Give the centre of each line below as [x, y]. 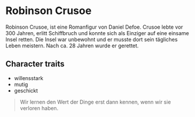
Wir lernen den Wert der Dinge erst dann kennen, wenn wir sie [95, 102]
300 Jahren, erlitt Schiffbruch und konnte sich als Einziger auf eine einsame [97, 33]
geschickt [26, 90]
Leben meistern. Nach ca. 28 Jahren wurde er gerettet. [72, 46]
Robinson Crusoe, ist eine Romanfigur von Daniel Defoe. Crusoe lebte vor [94, 27]
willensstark [28, 78]
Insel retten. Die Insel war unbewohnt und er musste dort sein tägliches [92, 39]
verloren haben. [39, 108]
